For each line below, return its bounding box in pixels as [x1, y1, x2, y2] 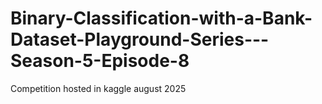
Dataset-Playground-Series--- [10, 28, 270, 51]
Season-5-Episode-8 [10, 50, 190, 72]
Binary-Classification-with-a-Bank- [10, 7, 313, 30]
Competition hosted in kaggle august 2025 [10, 82, 187, 94]
